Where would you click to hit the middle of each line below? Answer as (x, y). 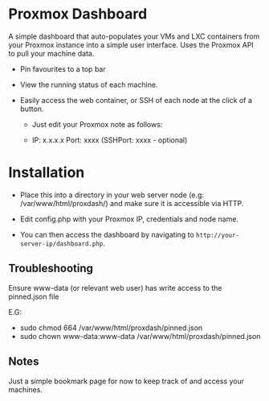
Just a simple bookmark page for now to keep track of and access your (126, 381)
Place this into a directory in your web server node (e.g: (112, 195)
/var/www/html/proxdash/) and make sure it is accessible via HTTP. (132, 203)
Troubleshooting (51, 269)
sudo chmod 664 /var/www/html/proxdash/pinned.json (111, 328)
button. (32, 109)
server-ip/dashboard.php (61, 244)
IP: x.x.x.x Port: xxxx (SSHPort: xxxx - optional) (110, 140)
